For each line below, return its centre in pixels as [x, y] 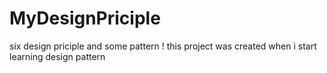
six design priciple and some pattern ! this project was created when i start [163, 46]
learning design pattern [57, 56]
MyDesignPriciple [85, 18]
